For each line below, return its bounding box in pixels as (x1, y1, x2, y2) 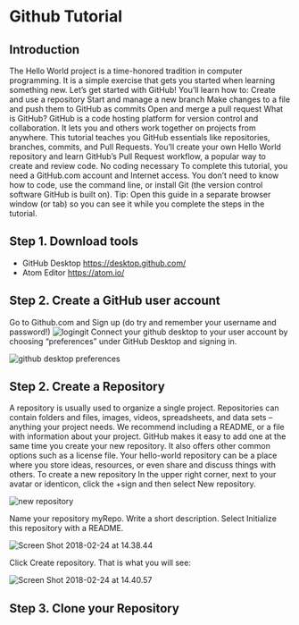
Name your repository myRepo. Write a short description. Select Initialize (9, 513, 277, 524)
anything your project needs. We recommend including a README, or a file (9, 422, 286, 433)
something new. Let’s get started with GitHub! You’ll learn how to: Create (9, 85, 277, 95)
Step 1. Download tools (9, 234, 138, 249)
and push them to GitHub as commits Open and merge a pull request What (9, 104, 284, 114)
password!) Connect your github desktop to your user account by (9, 326, 288, 337)
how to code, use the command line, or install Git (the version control (9, 180, 263, 190)
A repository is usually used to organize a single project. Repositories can (9, 402, 279, 413)
